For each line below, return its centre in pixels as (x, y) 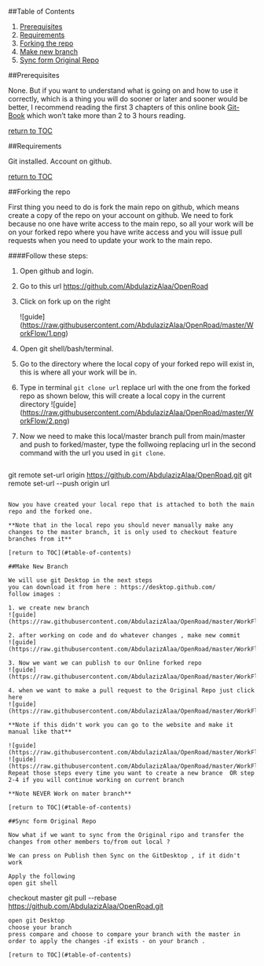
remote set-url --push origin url (59, 483)
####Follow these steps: (48, 256)
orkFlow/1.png (42, 333)
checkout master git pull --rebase (62, 898)
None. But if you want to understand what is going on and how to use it (123, 90)
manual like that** (40, 732)
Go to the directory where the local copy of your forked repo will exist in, (137, 364)
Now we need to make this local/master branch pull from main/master (132, 436)
